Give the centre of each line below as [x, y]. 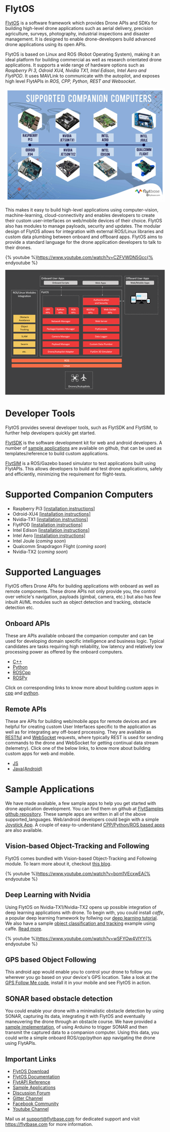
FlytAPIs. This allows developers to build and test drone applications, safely [84, 468]
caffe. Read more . [24, 929]
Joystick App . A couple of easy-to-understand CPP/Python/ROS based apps [85, 825]
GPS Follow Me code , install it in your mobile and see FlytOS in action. [78, 983]
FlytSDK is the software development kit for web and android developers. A [84, 443]
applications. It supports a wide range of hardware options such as [75, 65]
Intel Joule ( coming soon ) [39, 541]
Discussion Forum [31, 1093]
